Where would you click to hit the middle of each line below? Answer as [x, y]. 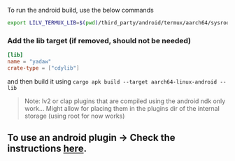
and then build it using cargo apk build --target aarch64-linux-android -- [117, 81]
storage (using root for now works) [74, 116]
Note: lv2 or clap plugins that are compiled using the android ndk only [125, 101]
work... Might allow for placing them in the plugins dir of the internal [122, 108]
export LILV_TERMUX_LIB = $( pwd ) [53, 23]
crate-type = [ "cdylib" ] [43, 68]
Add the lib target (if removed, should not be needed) [99, 40]
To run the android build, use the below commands [80, 10]
